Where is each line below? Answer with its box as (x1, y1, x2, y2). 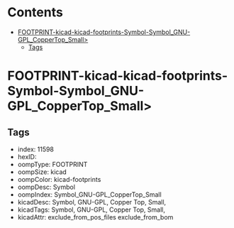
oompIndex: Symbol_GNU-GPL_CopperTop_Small (17, 190, 162, 199)
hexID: (17, 152, 37, 161)
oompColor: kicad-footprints (17, 175, 101, 183)
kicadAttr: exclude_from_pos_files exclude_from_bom (17, 212, 174, 221)
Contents (7, 4, 64, 21)
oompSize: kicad (17, 168, 67, 176)
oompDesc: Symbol (17, 183, 76, 191)
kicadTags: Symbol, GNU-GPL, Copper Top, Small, (17, 205, 165, 214)
